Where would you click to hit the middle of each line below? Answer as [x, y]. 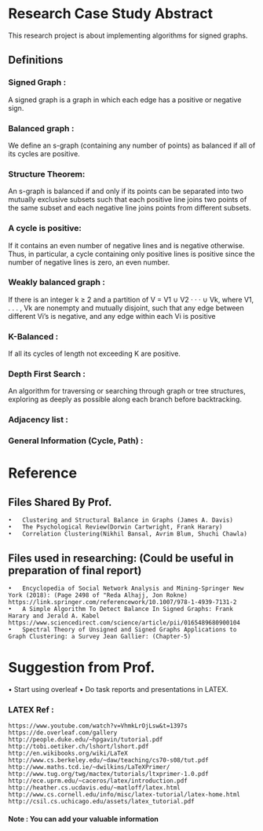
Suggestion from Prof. [82, 668]
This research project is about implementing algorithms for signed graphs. [128, 35]
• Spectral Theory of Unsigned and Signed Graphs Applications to [122, 630]
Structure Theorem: [47, 174]
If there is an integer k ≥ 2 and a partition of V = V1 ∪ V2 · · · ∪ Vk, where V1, [131, 299]
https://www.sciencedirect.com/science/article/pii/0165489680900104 [124, 623]
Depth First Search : [47, 374]
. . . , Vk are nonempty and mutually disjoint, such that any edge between [126, 308]
